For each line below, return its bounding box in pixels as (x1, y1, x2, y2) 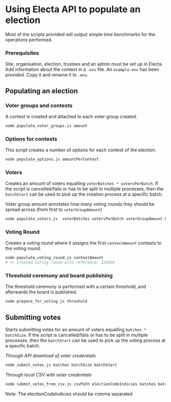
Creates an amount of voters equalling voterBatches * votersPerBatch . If (5, 180, 159, 186)
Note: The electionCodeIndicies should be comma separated (5, 391, 133, 397)
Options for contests (5, 135, 58, 142)
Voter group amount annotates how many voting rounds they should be (5, 201, 155, 207)
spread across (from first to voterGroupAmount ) (5, 206, 102, 212)
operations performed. (5, 37, 53, 43)
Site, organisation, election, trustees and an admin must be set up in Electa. (5, 61, 163, 67)
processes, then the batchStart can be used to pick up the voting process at (5, 337, 166, 343)
